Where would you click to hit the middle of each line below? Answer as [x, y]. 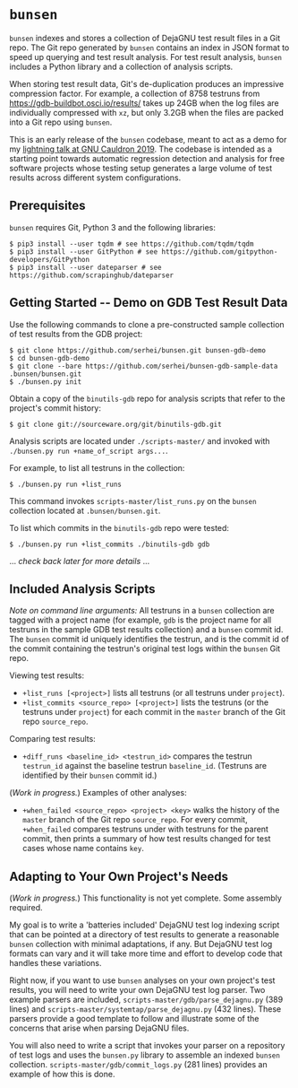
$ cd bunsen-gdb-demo [50, 358]
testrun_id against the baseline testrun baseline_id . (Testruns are [144, 766]
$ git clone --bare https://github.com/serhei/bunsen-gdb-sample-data [144, 366]
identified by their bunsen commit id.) [89, 775]
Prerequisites [47, 206]
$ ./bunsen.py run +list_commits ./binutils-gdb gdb [110, 544]
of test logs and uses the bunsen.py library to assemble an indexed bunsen [145, 1055]
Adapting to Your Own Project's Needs [119, 876]
